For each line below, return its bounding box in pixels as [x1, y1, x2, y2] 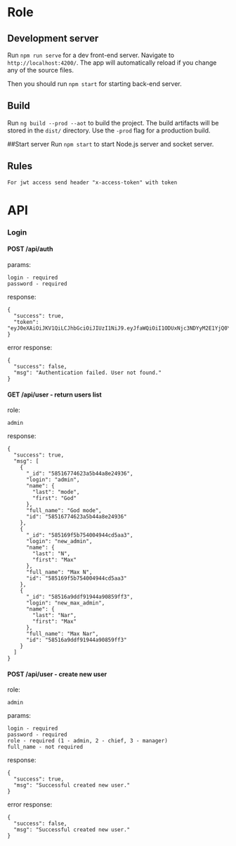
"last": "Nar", [32, 612, 77, 619]
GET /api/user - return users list [7, 390, 102, 399]
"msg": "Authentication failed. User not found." [13, 369, 162, 376]
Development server [7, 32, 99, 44]
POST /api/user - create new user [7, 670, 107, 678]
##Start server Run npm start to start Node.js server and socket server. [7, 139, 214, 148]
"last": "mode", [32, 489, 80, 496]
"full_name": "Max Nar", [25, 630, 99, 637]
